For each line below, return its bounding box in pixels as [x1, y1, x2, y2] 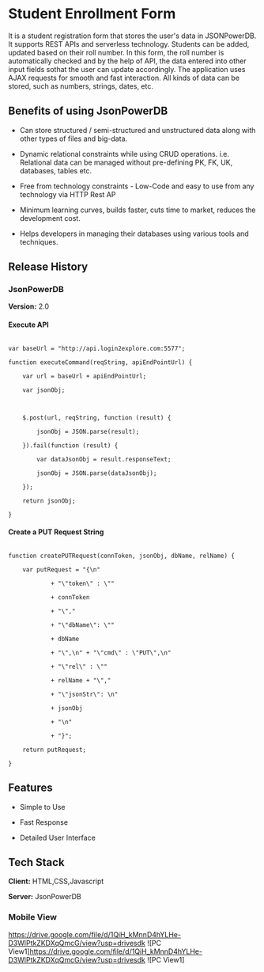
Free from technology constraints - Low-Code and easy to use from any [19, 181, 255, 191]
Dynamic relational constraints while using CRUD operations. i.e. [19, 149, 230, 158]
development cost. [19, 213, 81, 222]
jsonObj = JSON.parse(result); [36, 427, 140, 435]
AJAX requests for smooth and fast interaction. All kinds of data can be [8, 73, 239, 82]
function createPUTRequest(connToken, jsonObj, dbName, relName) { [8, 552, 236, 560]
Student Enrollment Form [8, 5, 176, 23]
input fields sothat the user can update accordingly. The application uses [8, 64, 246, 74]
